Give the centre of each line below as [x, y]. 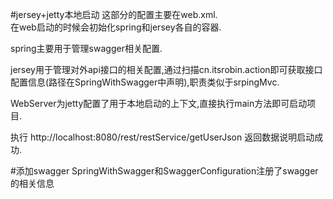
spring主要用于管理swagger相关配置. [86, 48]
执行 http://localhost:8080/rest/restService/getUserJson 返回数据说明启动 [162, 137]
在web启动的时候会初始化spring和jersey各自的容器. [116, 27]
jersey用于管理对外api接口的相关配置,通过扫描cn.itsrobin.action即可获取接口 [166, 69]
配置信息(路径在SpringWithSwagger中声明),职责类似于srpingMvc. [145, 82]
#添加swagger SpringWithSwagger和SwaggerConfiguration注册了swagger [164, 171]
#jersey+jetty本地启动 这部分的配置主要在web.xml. [114, 14]
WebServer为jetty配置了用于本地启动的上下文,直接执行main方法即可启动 [159, 103]
